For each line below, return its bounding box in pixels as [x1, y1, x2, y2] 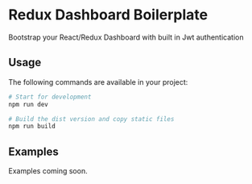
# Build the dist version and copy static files [8, 115, 175, 123]
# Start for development [8, 93, 92, 101]
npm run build [8, 123, 56, 131]
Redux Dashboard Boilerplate [8, 6, 208, 24]
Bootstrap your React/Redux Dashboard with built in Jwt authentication [8, 32, 244, 42]
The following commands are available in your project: [8, 77, 188, 86]
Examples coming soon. [8, 166, 88, 176]
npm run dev [8, 100, 48, 108]
